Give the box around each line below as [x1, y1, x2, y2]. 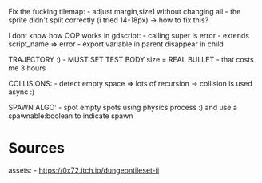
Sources [8, 139, 65, 157]
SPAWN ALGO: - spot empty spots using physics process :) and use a [8, 103, 238, 112]
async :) [8, 87, 35, 97]
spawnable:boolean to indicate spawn [8, 111, 133, 121]
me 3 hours [8, 63, 46, 73]
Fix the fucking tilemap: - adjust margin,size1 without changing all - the [8, 7, 241, 16]
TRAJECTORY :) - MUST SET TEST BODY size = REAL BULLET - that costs [8, 55, 254, 64]
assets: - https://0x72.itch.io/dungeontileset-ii [8, 165, 160, 175]
